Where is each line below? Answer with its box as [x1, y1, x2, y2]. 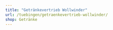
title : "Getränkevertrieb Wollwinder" [5, 7, 88, 13]
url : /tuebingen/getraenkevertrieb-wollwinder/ [5, 12, 108, 17]
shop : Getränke [5, 17, 38, 22]
